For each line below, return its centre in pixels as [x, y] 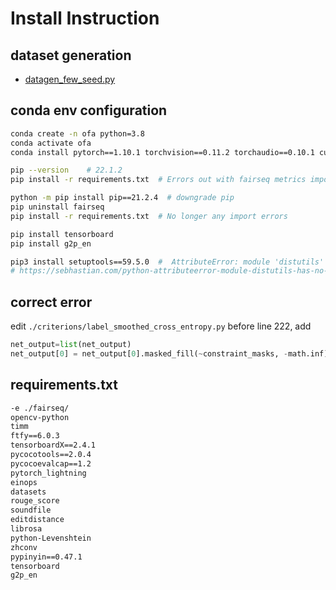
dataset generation [71, 55]
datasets [28, 492]
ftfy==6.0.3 [35, 436]
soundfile [31, 510]
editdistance [37, 520]
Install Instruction [85, 18]
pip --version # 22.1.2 [66, 170]
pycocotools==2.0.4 [51, 455]
